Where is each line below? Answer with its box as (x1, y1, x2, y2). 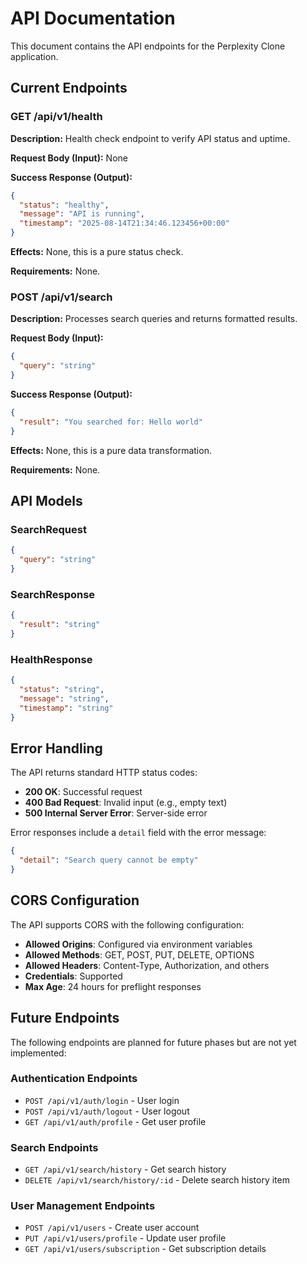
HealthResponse (10, 652, 93, 666)
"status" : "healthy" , (19, 200, 110, 210)
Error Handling (10, 740, 103, 757)
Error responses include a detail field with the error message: (10, 827, 267, 839)
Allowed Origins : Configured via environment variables (24, 938, 253, 950)
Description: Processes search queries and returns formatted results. (10, 313, 298, 325)
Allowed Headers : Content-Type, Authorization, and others (24, 959, 270, 971)
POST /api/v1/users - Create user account (24, 1222, 200, 1234)
